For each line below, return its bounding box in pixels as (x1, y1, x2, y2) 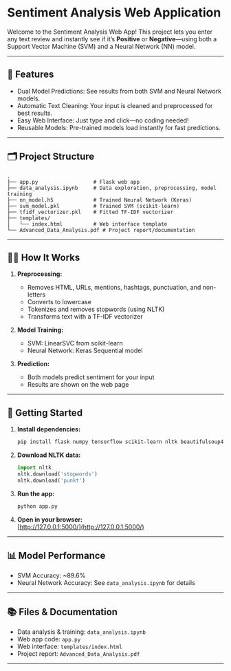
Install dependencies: (16, 425, 81, 434)
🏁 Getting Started (7, 407, 83, 418)
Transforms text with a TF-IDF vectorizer (27, 312, 143, 321)
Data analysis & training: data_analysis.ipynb (16, 628, 146, 636)
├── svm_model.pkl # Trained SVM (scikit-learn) (7, 202, 180, 209)
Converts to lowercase (27, 298, 91, 306)
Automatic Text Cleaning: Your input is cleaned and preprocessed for (16, 101, 213, 109)
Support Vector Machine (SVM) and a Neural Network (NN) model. (7, 42, 196, 50)
